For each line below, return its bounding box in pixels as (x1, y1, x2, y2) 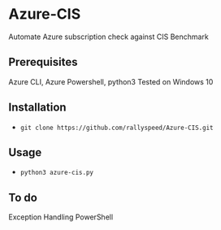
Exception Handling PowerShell (8, 212, 114, 222)
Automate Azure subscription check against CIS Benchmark (8, 32, 209, 41)
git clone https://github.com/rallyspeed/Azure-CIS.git (19, 124, 214, 132)
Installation (8, 101, 67, 115)
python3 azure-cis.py (19, 168, 93, 177)
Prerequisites (8, 55, 78, 69)
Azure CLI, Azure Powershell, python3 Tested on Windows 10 (8, 76, 214, 86)
